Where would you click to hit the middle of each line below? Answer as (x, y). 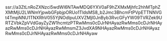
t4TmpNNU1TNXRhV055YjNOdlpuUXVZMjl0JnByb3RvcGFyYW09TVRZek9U (84, 18)
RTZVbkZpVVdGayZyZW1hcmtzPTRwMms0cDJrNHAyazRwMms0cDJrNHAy (84, 23)
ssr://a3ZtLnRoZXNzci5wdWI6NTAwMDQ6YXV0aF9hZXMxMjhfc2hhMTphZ (83, 7)
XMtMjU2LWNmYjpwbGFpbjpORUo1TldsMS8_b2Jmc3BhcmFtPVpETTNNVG (83, 12)
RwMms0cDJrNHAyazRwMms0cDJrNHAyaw (52, 33)
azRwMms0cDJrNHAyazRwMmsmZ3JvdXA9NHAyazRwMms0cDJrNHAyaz (83, 28)
